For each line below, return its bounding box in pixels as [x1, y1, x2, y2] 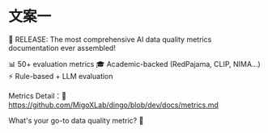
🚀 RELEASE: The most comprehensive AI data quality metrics [8, 34, 212, 44]
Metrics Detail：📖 [8, 90, 67, 101]
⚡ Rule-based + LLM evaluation [8, 71, 113, 81]
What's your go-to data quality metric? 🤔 [8, 115, 144, 125]
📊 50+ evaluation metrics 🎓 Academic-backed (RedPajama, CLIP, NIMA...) [8, 59, 261, 69]
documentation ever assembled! [8, 43, 116, 52]
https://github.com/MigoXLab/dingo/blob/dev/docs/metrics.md [8, 100, 219, 110]
